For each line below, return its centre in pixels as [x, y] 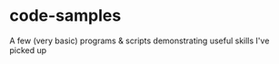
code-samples [65, 16]
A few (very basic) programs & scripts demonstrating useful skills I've [139, 41]
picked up [28, 50]
